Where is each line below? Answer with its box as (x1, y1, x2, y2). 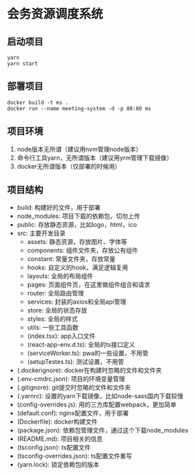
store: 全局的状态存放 (27, 306, 88, 315)
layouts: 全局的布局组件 (27, 272, 94, 280)
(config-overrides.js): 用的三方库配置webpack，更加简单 (16, 400, 177, 409)
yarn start (7, 60, 38, 67)
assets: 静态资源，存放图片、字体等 (27, 238, 128, 246)
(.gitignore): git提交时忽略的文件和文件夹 (16, 383, 131, 391)
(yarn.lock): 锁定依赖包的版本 (16, 461, 99, 469)
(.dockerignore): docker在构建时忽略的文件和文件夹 (16, 366, 162, 374)
